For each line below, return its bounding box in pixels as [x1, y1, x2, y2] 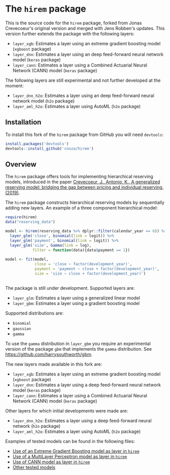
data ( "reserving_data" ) [5, 219, 56, 225]
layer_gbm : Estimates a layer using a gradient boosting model [12, 300, 140, 306]
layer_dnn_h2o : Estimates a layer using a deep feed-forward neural [12, 417, 152, 424]
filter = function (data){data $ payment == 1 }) [32, 247, 130, 253]
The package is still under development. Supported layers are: [5, 285, 135, 291]
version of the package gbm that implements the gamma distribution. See [5, 346, 152, 352]
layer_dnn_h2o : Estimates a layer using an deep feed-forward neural [12, 92, 154, 98]
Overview [5, 160, 37, 168]
